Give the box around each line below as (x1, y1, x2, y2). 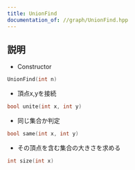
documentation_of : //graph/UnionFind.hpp (7, 17, 129, 23)
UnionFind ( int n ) (7, 76, 57, 83)
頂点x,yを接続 (17, 89, 57, 97)
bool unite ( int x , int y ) (7, 103, 82, 111)
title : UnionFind (7, 10, 57, 17)
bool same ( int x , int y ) (7, 131, 79, 138)
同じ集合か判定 (17, 117, 60, 125)
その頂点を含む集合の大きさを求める (17, 143, 121, 152)
